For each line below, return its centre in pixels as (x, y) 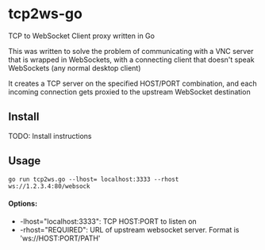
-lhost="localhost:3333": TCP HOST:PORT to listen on (108, 221)
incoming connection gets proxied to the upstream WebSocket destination (130, 91)
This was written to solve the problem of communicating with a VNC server (131, 51)
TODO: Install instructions (50, 136)
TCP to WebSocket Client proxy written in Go (81, 36)
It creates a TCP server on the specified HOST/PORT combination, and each (132, 83)
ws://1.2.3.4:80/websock (49, 186)
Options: (23, 204)
